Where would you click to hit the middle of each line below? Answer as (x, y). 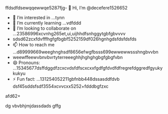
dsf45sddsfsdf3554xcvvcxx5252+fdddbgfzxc (60, 86)
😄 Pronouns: (26, 63)
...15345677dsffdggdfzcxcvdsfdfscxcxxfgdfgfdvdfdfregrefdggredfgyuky (88, 68)
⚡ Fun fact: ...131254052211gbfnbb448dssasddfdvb (66, 79)
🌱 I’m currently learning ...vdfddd (47, 23)
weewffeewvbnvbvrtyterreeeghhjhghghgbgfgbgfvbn (68, 57)
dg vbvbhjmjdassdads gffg (33, 106)
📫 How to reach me (33, 45)
